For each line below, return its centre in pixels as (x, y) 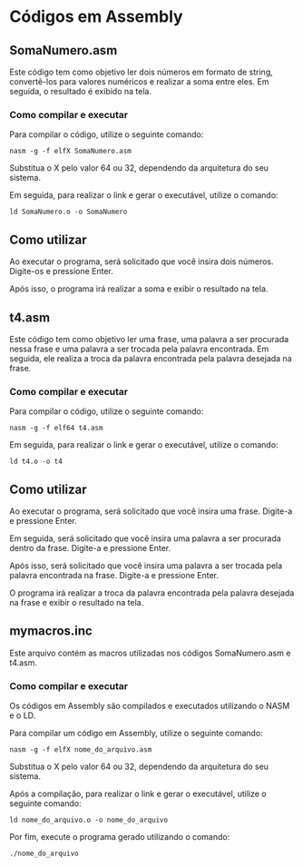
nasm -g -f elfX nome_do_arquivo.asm (81, 750)
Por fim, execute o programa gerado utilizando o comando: (120, 837)
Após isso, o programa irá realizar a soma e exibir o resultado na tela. (139, 289)
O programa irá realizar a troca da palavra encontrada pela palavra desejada (152, 593)
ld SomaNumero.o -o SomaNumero (68, 212)
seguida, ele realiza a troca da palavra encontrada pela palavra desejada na (151, 358)
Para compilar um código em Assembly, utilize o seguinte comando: (136, 734)
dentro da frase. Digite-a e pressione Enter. (90, 548)
